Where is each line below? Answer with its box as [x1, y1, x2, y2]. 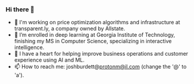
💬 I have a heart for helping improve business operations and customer [14, 50, 189, 57]
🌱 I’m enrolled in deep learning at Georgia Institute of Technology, [14, 31, 176, 38]
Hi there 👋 [5, 5, 35, 14]
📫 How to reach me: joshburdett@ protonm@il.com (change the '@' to [14, 63, 187, 70]
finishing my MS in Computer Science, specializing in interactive [14, 38, 172, 45]
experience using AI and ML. [14, 56, 85, 64]
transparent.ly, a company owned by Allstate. [14, 25, 126, 32]
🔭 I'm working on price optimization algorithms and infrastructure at [14, 19, 180, 26]
